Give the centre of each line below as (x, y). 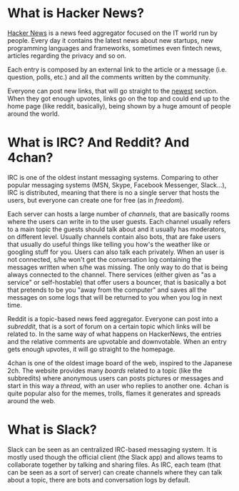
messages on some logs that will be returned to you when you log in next (115, 297)
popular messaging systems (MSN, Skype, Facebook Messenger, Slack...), (117, 185)
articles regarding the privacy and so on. (67, 56)
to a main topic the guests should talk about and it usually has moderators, (117, 229)
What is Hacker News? (76, 13)
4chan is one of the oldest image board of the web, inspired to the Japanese (120, 363)
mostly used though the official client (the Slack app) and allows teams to (115, 457)
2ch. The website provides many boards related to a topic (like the (105, 370)
